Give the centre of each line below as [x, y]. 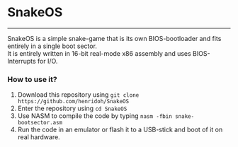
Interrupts [22, 61]
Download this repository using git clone [78, 95]
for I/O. [48, 61]
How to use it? [33, 79]
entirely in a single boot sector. [52, 46]
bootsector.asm [40, 123]
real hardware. [39, 137]
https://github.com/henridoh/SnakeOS [73, 102]
